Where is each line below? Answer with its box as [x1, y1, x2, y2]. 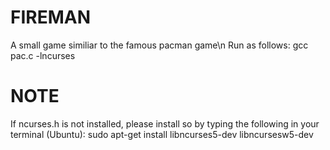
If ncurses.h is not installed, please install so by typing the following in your [10, 117, 320, 130]
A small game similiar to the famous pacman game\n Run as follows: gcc [10, 39, 309, 51]
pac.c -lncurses [10, 49, 76, 61]
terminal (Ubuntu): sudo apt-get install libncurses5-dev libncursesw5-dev [10, 128, 314, 140]
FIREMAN [10, 6, 92, 29]
